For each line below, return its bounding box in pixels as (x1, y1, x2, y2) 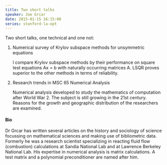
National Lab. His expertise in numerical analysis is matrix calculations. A (5, 149, 155, 155)
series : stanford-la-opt (5, 21, 57, 26)
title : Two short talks (5, 7, 55, 12)
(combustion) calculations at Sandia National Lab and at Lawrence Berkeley (5, 144, 161, 150)
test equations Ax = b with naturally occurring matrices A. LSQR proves (12, 65, 159, 71)
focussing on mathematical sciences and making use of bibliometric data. (5, 133, 157, 139)
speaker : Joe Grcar (5, 12, 46, 17)
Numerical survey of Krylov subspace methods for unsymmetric (12, 44, 145, 50)
